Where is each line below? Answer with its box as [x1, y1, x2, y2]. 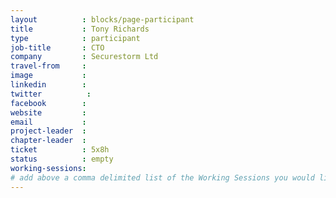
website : [10, 107, 87, 118]
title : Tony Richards [10, 24, 150, 34]
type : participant [10, 33, 141, 43]
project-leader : [10, 126, 87, 136]
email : [10, 117, 87, 127]
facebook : [10, 98, 87, 108]
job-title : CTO [10, 42, 105, 53]
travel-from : [10, 61, 87, 71]
